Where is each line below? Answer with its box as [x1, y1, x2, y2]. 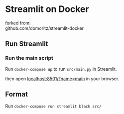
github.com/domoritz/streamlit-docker [5, 25, 84, 31]
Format [5, 90, 28, 99]
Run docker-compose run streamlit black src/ [5, 103, 102, 109]
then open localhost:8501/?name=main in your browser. [5, 76, 120, 82]
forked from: [5, 20, 31, 26]
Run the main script [5, 55, 54, 62]
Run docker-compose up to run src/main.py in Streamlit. [5, 66, 117, 72]
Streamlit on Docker [5, 3, 89, 15]
